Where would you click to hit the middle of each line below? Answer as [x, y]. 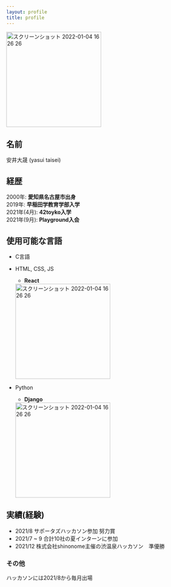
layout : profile [27, 12]
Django [33, 399]
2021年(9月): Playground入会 [43, 220]
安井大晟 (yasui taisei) [34, 160]
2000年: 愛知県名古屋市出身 [41, 197]
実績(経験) [25, 515]
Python [24, 387]
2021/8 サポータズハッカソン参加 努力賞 [65, 531]
